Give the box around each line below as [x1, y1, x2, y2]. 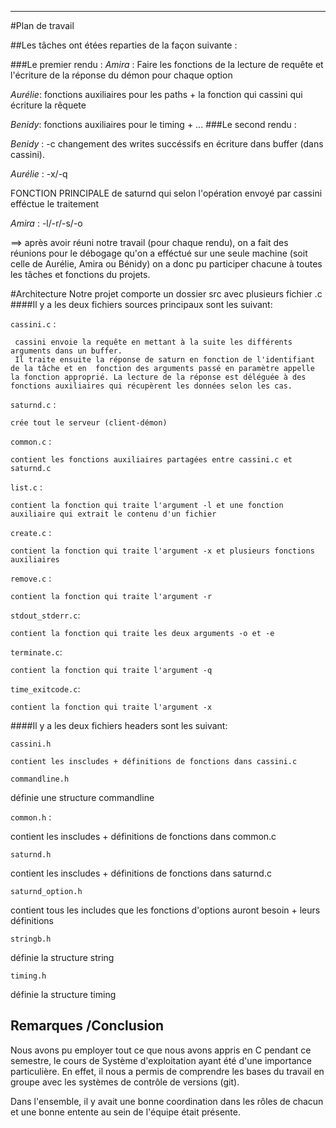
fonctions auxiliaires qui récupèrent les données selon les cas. [10, 381, 293, 391]
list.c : [10, 481, 43, 493]
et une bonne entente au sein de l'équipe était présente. [10, 1106, 241, 1118]
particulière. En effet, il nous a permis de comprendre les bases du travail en [10, 1065, 325, 1077]
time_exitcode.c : [10, 683, 81, 695]
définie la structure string [10, 952, 115, 963]
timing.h [10, 971, 47, 981]
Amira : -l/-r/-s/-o [10, 217, 83, 229]
